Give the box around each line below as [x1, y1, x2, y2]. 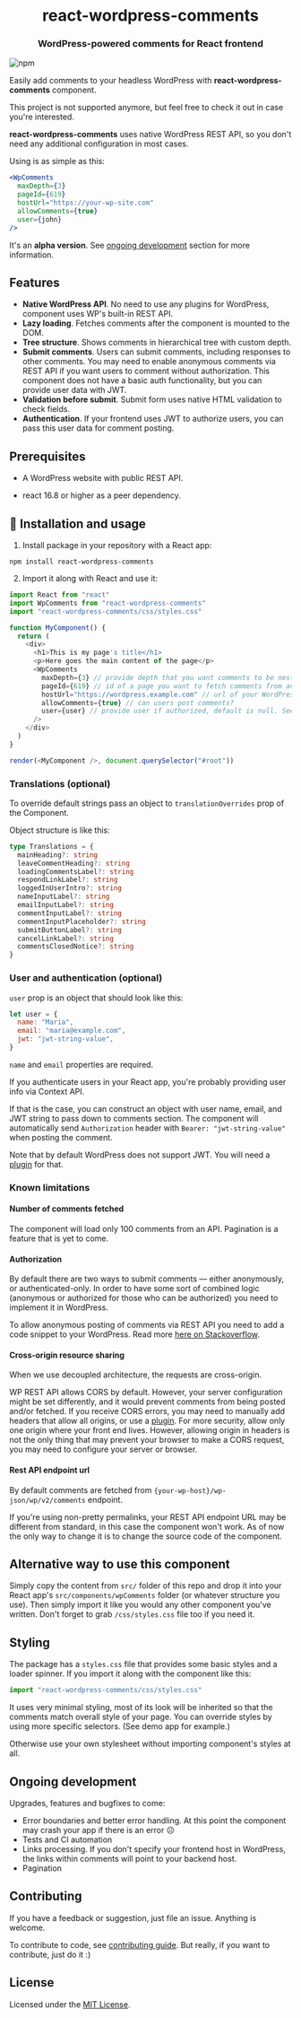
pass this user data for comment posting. [21, 423, 175, 433]
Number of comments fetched [9, 1203, 125, 1214]
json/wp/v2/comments [9, 1496, 87, 1505]
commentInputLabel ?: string [17, 908, 123, 918]
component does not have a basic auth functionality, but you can [21, 375, 262, 386]
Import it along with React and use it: [21, 573, 159, 584]
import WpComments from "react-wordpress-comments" [9, 598, 206, 607]
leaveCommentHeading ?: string [17, 859, 130, 868]
